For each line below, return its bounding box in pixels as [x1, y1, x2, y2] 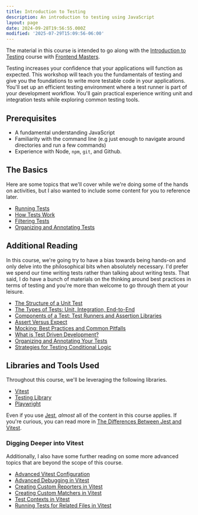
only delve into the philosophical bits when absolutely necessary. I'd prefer [6, 263, 189, 270]
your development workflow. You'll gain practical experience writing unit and [6, 90, 193, 97]
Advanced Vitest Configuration [14, 470, 90, 477]
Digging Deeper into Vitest [6, 439, 84, 448]
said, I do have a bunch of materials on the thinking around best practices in [6, 275, 191, 282]
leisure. [6, 288, 24, 295]
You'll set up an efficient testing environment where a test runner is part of [6, 83, 187, 91]
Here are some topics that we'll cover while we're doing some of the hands [6, 181, 189, 188]
